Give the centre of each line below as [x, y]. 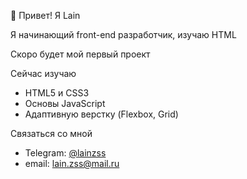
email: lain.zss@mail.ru [72, 163]
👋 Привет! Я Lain [45, 15]
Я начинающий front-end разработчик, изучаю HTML [123, 34]
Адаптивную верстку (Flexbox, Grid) [101, 114]
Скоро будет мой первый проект [80, 54]
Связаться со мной [51, 133]
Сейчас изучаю [43, 73]
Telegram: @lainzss [65, 153]
